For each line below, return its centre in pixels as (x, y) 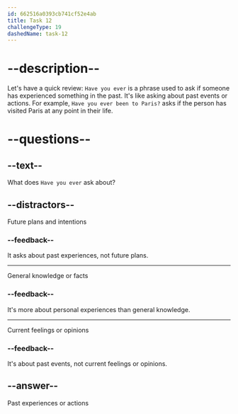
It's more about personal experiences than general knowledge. (99, 309)
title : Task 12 (30, 21)
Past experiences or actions (48, 403)
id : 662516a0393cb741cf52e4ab (52, 14)
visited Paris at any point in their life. (60, 111)
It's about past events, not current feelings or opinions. (87, 363)
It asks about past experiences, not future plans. (78, 255)
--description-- (54, 69)
